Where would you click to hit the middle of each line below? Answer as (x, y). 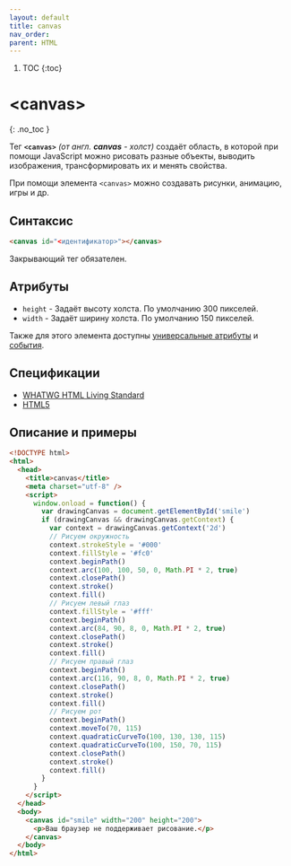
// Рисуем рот (75, 712)
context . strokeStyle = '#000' (106, 545)
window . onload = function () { (89, 503)
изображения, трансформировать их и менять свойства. (118, 166)
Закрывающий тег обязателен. (68, 258)
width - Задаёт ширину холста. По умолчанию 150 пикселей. (138, 318)
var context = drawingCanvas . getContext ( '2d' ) (137, 529)
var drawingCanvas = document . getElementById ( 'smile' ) (146, 512)
